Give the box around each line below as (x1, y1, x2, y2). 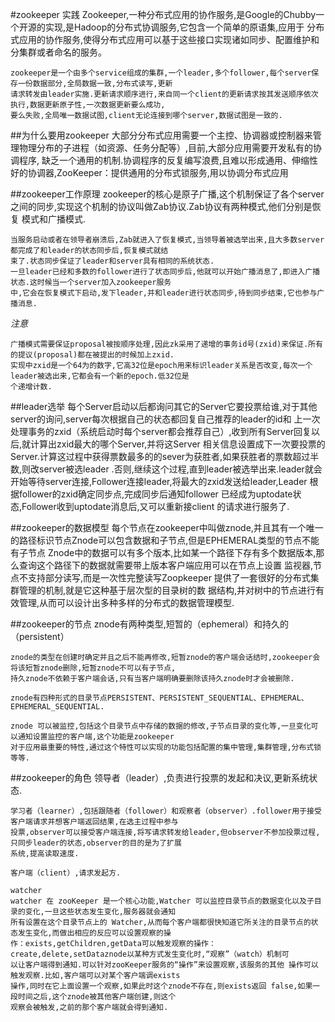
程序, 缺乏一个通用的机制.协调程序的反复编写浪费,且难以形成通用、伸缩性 (18, 154, 319, 166)
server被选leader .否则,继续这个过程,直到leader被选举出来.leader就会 (39, 463, 323, 475)
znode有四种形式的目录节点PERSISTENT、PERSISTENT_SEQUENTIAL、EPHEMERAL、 (10, 693, 309, 703)
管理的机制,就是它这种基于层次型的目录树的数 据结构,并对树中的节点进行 (18, 584, 317, 596)
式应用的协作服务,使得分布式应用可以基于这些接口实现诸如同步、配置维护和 (10, 34, 320, 45)
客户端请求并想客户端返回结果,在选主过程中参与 (10, 817, 179, 827)
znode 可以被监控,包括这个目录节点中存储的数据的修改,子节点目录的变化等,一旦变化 (10, 721, 312, 731)
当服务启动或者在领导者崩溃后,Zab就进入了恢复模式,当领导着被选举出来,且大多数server (10, 235, 325, 245)
